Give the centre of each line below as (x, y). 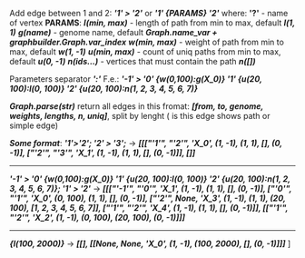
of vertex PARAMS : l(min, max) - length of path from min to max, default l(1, (152, 23)
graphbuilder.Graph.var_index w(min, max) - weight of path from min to (147, 42)
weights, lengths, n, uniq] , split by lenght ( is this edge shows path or (140, 116)
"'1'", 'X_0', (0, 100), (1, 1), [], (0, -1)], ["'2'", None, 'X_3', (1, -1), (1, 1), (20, (148, 198)
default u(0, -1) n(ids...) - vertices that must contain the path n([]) (133, 61)
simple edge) (34, 125)
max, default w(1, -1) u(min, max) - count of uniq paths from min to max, (145, 52)
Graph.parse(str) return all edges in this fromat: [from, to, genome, (137, 106)
